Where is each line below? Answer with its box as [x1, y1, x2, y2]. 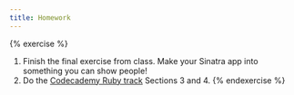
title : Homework [9, 13, 71, 23]
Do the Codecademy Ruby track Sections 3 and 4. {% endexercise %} [22, 74, 286, 86]
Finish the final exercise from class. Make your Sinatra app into [22, 55, 259, 66]
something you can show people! [22, 65, 147, 76]
